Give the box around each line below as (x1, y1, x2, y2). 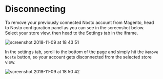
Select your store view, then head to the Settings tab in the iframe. (5, 30, 138, 36)
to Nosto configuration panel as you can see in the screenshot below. (5, 24, 145, 30)
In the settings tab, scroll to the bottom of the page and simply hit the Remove (5, 49, 159, 55)
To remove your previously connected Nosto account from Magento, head (5, 20, 154, 25)
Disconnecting (5, 3, 66, 15)
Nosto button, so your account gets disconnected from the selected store (5, 54, 152, 59)
